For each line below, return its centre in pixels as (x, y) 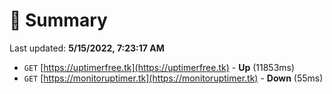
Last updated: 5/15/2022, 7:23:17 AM (87, 48)
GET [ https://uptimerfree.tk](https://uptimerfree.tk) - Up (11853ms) (159, 67)
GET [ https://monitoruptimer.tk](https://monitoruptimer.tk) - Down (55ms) (173, 78)
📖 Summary (58, 20)
